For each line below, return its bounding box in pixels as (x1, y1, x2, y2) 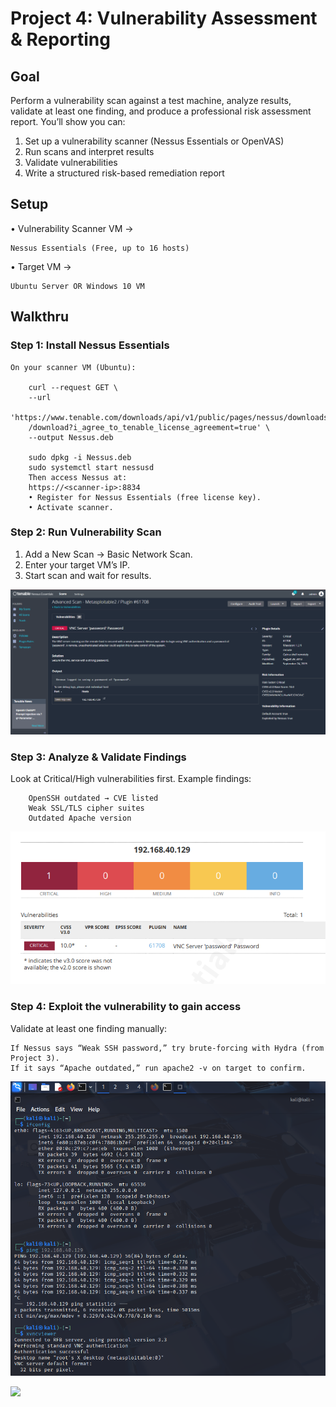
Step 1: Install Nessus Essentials (10, 338, 170, 352)
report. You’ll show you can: (10, 116, 126, 127)
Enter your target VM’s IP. (24, 558, 131, 571)
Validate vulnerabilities (24, 157, 118, 168)
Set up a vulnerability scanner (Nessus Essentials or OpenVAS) (24, 135, 285, 147)
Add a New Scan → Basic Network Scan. (24, 548, 193, 560)
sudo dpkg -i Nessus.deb (28, 452, 132, 462)
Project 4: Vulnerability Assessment (10, 7, 318, 30)
